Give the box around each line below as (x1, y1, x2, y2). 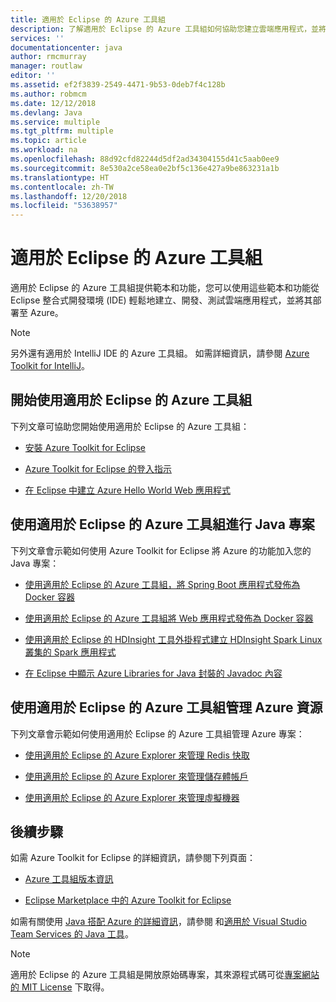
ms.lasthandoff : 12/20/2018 (10, 191, 128, 201)
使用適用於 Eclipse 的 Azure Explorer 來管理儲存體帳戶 (24, 770, 249, 782)
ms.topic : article (10, 136, 87, 146)
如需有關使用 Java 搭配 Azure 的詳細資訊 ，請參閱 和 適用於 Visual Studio (10, 916, 307, 928)
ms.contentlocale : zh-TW (10, 182, 114, 192)
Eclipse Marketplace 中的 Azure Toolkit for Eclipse (24, 894, 232, 906)
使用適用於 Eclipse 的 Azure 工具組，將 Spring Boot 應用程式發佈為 (24, 578, 301, 590)
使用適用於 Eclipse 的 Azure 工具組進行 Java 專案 (10, 516, 315, 533)
